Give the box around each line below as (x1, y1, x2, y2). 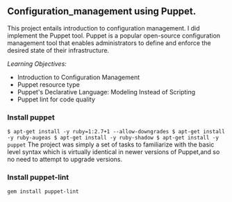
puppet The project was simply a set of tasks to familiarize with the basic (7, 140, 215, 149)
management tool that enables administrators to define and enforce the (7, 38, 211, 47)
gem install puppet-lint (7, 188, 79, 195)
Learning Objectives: (7, 59, 67, 68)
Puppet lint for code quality (17, 95, 96, 103)
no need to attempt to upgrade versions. (7, 155, 123, 164)
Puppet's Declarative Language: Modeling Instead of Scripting (17, 87, 196, 96)
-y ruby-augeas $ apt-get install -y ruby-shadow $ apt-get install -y (7, 135, 219, 142)
